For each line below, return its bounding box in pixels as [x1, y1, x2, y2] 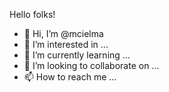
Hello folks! [9, 9, 56, 20]
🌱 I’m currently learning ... [23, 49, 131, 61]
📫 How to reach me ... [23, 71, 117, 83]
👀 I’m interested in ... [23, 39, 109, 50]
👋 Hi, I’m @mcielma [23, 28, 104, 39]
